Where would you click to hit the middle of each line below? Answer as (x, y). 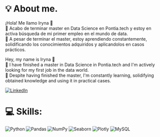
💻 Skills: (24, 112)
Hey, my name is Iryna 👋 (30, 59)
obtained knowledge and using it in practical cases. (58, 80)
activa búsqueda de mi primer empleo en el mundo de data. (67, 34)
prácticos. (15, 49)
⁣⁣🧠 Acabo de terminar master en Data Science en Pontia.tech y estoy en (78, 28)
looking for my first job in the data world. (47, 70)
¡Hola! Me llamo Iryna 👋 (29, 23)
